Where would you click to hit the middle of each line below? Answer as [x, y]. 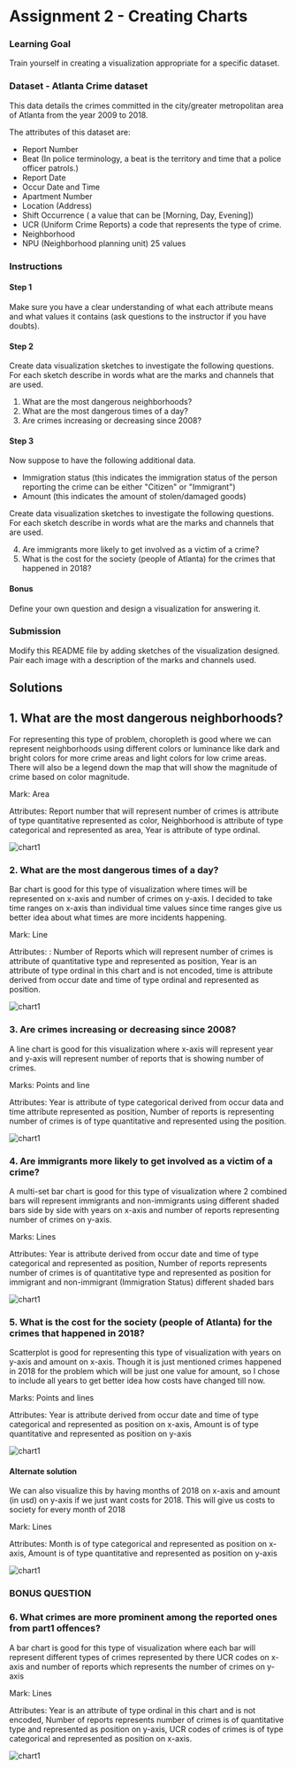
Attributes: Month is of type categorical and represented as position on [138, 1544]
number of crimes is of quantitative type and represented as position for [140, 1272]
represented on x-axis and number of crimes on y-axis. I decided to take [141, 899]
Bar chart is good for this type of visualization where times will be [128, 889]
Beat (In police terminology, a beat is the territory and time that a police [152, 158]
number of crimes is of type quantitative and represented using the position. [148, 1121]
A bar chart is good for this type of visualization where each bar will [133, 1648]
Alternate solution [43, 1471]
